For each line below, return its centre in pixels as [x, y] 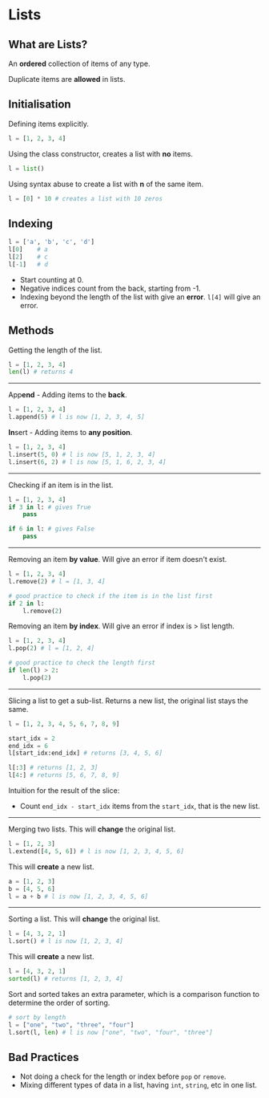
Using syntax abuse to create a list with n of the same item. [106, 184]
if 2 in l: [26, 604]
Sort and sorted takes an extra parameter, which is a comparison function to [134, 994]
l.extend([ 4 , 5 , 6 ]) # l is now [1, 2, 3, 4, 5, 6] [96, 851]
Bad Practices [44, 1057]
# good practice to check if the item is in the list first [111, 596]
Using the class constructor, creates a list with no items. [101, 153]
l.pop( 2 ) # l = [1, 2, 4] [51, 649]
